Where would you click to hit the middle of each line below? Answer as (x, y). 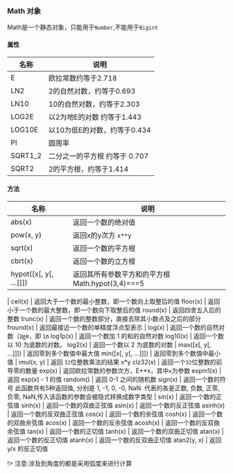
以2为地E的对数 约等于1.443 (95, 117)
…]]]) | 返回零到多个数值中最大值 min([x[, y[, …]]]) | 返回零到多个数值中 (108, 353)
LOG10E (25, 130)
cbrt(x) (22, 261)
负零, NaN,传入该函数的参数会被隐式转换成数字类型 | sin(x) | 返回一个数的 (112, 396)
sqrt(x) (22, 247)
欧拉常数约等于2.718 (83, 78)
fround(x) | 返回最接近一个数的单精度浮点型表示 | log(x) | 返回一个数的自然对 (116, 327)
